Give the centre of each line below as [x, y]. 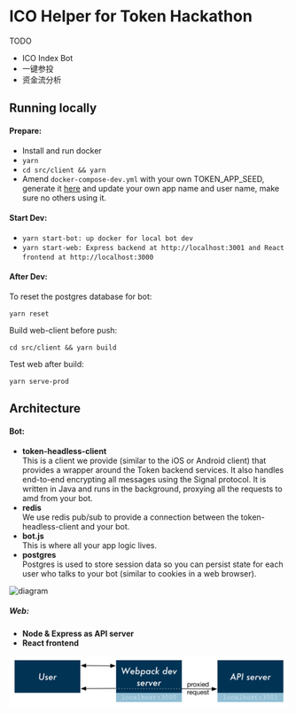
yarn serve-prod [39, 381]
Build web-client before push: [63, 330]
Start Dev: [28, 218]
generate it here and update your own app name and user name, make [151, 188]
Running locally [53, 108]
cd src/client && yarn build [63, 348]
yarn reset [29, 314]
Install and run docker [62, 150]
